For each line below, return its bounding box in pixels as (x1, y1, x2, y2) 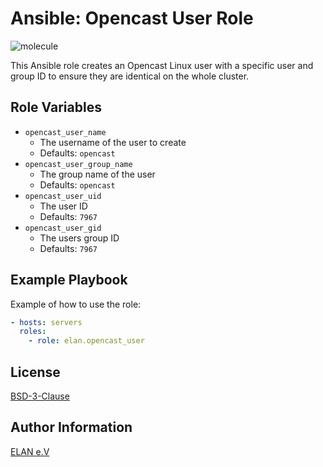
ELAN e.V (10, 445, 50, 457)
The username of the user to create (39, 136, 187, 148)
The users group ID (39, 232, 120, 244)
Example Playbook (10, 272, 128, 289)
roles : (19, 327, 47, 337)
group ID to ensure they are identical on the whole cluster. (10, 70, 250, 82)
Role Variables (10, 99, 102, 116)
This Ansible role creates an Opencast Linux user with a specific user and (10, 59, 314, 71)
